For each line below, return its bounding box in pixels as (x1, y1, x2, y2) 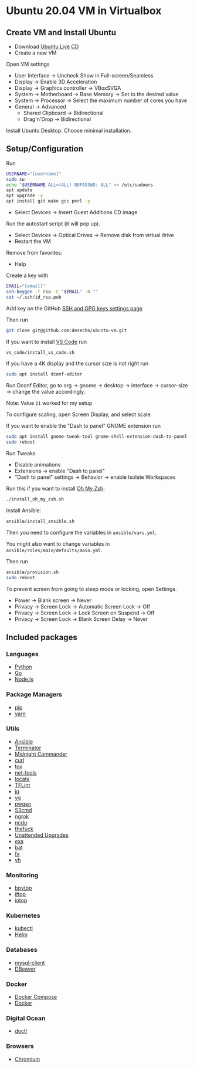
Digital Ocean (6, 1014, 46, 1022)
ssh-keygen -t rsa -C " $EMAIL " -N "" (6, 289, 98, 295)
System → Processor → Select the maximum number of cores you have (14, 97, 188, 104)
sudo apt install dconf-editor (6, 371, 83, 377)
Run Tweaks (6, 450, 36, 457)
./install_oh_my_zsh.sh (6, 496, 64, 502)
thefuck (14, 825, 33, 832)
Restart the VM (14, 238, 51, 245)
